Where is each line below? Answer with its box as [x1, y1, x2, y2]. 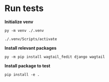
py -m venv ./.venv [4, 28, 44, 33]
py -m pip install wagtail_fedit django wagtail [4, 54, 105, 59]
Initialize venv [4, 19, 34, 25]
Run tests [4, 3, 44, 14]
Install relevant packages [4, 45, 57, 51]
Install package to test [4, 63, 51, 68]
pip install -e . [4, 72, 40, 77]
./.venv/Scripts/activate [4, 37, 57, 41]
